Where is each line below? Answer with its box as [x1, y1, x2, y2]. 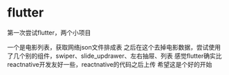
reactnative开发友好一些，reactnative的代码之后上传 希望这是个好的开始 [7, 60, 212, 68]
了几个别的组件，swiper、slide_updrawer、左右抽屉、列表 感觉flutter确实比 [7, 52, 222, 60]
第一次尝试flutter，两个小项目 [7, 28, 91, 36]
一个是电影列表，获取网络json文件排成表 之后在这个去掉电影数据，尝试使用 [7, 43, 221, 51]
